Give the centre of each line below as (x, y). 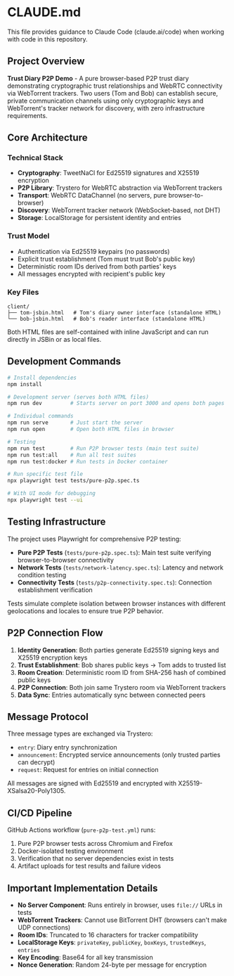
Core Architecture (47, 138)
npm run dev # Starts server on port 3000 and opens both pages (116, 404)
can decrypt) (36, 762)
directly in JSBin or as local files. (54, 340)
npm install (25, 384)
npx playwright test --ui (45, 500)
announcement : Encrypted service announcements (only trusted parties (119, 755)
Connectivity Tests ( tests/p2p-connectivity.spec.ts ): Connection (115, 582)
